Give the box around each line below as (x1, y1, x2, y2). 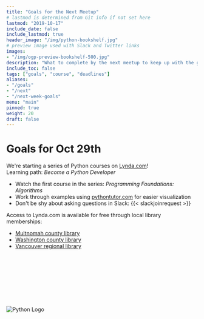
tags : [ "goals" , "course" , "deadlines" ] (6, 71, 110, 77)
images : (6, 49, 26, 55)
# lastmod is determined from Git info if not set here (6, 15, 151, 21)
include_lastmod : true (6, 32, 64, 38)
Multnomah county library (15, 230, 80, 237)
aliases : (6, 76, 29, 82)
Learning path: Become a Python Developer (6, 169, 116, 176)
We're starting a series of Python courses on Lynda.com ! (6, 162, 149, 170)
